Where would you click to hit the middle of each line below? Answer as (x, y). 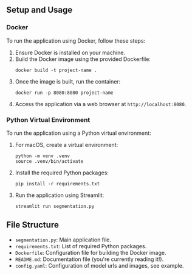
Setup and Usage (39, 10)
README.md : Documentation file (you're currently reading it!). (89, 259)
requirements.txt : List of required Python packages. (81, 246)
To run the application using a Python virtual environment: (79, 133)
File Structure (33, 225)
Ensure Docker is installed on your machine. (70, 52)
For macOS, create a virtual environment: (67, 145)
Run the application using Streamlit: (60, 195)
